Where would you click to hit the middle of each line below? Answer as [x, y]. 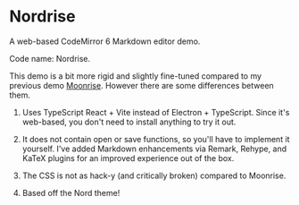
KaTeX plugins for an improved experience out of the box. [128, 158]
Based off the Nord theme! [71, 192]
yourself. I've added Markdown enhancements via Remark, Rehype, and [154, 149]
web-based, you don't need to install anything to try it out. [129, 122]
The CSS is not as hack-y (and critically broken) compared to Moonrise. [154, 175]
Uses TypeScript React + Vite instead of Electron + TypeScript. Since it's [156, 112]
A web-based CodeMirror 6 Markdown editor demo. [105, 41]
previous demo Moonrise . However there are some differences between [141, 85]
